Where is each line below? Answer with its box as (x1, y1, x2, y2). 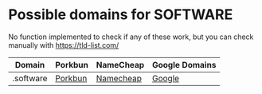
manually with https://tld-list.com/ (8, 40, 119, 49)
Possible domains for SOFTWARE (8, 6, 233, 24)
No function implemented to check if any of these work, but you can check (8, 32, 254, 41)
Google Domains (151, 59, 217, 70)
